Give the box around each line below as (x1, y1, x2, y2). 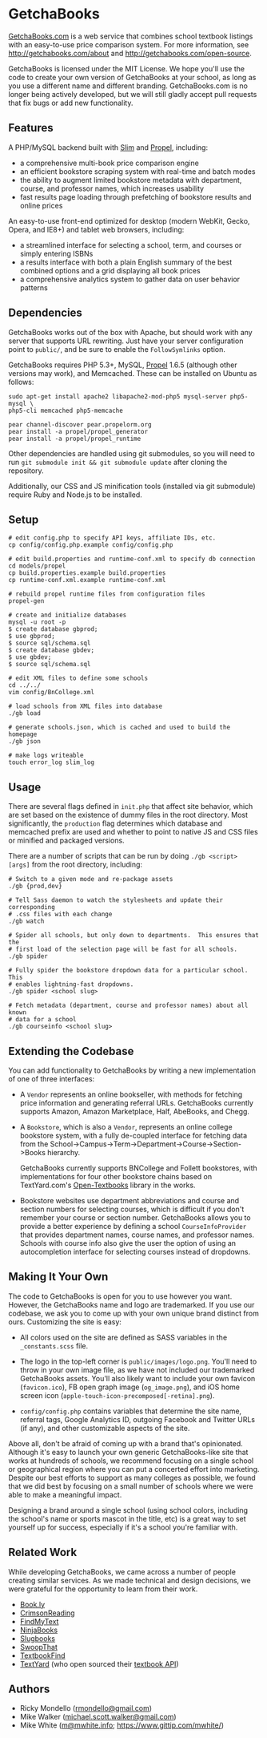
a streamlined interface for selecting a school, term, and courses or (19, 240, 242, 249)
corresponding (8, 903, 56, 911)
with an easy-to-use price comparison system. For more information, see (8, 39, 249, 49)
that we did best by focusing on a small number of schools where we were (8, 1481, 253, 1491)
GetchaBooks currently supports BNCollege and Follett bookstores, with (19, 1163, 257, 1173)
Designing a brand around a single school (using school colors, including (8, 1505, 249, 1515)
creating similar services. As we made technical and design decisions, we (8, 1575, 251, 1585)
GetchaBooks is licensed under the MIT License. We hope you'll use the (8, 63, 245, 73)
